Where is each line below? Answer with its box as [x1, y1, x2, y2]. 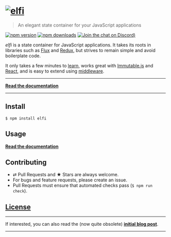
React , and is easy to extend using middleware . [5, 68, 104, 74]
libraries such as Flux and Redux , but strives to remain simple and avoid [5, 47, 156, 53]
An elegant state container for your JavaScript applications [17, 22, 141, 28]
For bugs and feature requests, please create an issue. [12, 177, 127, 183]
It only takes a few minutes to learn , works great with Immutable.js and [5, 62, 154, 68]
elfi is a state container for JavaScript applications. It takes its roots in [5, 41, 151, 48]
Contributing [5, 158, 47, 167]
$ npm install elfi [5, 115, 47, 121]
